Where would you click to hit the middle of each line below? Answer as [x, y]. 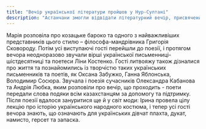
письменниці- [153, 54]
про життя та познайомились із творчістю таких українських [86, 67]
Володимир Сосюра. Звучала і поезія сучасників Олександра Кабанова [101, 81]
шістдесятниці [25, 61]
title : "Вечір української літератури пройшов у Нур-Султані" [87, 12]
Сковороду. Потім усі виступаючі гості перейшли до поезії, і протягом [99, 48]
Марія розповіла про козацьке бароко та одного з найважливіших [93, 35]
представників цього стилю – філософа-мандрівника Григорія [87, 42]
